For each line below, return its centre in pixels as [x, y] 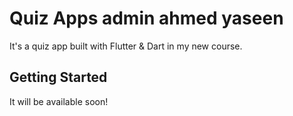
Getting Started [58, 77]
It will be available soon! [59, 101]
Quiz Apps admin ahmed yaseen [146, 18]
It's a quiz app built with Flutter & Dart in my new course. [126, 46]
